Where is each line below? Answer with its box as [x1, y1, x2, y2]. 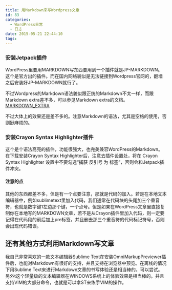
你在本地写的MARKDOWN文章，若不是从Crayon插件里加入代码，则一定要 [9, 210, 165, 216]
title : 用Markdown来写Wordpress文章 [5, 7, 80, 13]
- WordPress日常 [10, 22, 43, 27]
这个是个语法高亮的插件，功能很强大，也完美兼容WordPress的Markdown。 [5, 146, 163, 152]
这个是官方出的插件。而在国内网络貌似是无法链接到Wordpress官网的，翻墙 [5, 73, 163, 80]
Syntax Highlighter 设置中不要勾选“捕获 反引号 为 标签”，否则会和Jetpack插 [5, 159, 165, 165]
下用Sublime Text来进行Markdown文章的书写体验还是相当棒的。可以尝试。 [5, 266, 163, 273]
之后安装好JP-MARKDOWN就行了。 [5, 80, 81, 86]
